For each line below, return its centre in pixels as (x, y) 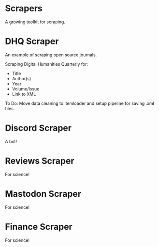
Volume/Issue (26, 89)
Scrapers (24, 8)
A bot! (11, 141)
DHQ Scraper (32, 41)
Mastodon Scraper (43, 194)
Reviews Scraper (40, 161)
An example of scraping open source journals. (51, 55)
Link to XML (24, 94)
